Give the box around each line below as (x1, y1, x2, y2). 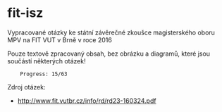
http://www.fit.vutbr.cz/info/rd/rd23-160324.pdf (17, 97, 156, 105)
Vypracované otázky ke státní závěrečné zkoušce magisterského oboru (7, 28, 215, 37)
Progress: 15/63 (20, 70, 68, 77)
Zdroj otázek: (7, 82, 46, 91)
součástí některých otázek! (7, 56, 86, 65)
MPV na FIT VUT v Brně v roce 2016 (7, 35, 113, 44)
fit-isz (7, 5, 44, 21)
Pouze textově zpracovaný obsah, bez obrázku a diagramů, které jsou (7, 49, 210, 58)
